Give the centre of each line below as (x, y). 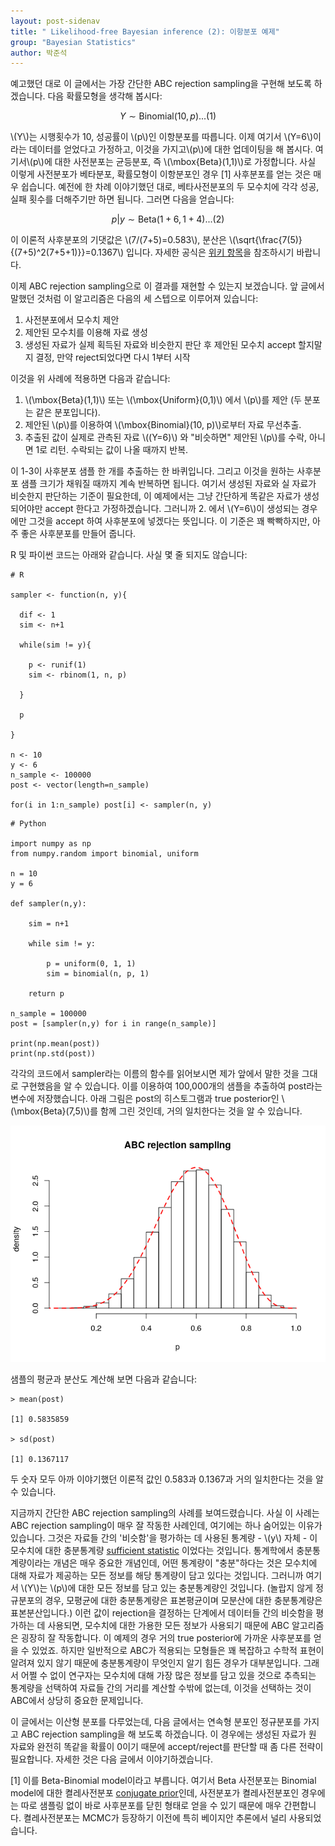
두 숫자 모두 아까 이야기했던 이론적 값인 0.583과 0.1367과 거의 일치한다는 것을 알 (167, 1479)
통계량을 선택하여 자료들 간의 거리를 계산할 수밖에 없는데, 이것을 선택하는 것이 (161, 1688)
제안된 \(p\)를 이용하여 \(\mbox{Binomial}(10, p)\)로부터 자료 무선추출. (163, 425)
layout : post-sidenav (55, 21)
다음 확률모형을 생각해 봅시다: (105, 96)
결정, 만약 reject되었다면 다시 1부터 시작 (113, 357)
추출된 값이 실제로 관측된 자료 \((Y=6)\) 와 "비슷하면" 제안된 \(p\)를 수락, (166, 437)
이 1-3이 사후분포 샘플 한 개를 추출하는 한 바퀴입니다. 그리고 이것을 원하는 (152, 471)
